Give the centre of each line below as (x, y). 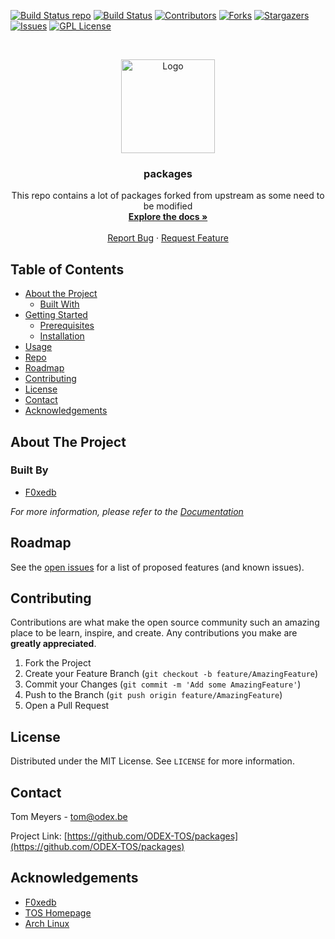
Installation (62, 336)
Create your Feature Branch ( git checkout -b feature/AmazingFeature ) (171, 674)
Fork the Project (58, 663)
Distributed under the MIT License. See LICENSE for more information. (152, 761)
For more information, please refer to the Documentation (127, 511)
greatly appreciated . (53, 644)
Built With (59, 304)
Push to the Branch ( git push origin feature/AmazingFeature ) (153, 695)
